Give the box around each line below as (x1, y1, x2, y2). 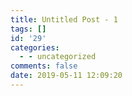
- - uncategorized (19, 52, 97, 62)
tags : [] (10, 24, 47, 34)
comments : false (10, 61, 78, 71)
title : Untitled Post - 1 (10, 14, 118, 25)
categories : (10, 42, 60, 53)
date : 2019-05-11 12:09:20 (10, 71, 123, 81)
